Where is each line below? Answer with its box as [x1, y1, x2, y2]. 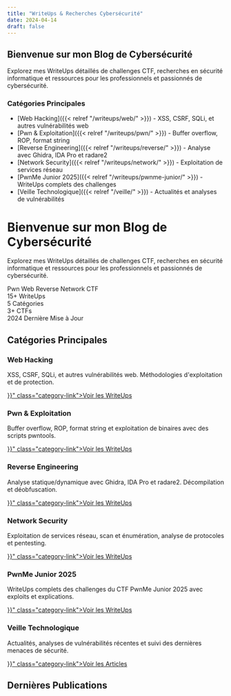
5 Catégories [7, 300, 44, 308]
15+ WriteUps [7, 292, 46, 300]
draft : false [7, 23, 45, 30]
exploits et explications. [7, 592, 74, 601]
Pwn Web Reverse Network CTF [7, 284, 99, 293]
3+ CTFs [7, 307, 32, 315]
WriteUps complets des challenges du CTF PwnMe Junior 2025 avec [7, 585, 203, 594]
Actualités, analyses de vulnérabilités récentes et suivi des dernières [7, 639, 202, 647]
